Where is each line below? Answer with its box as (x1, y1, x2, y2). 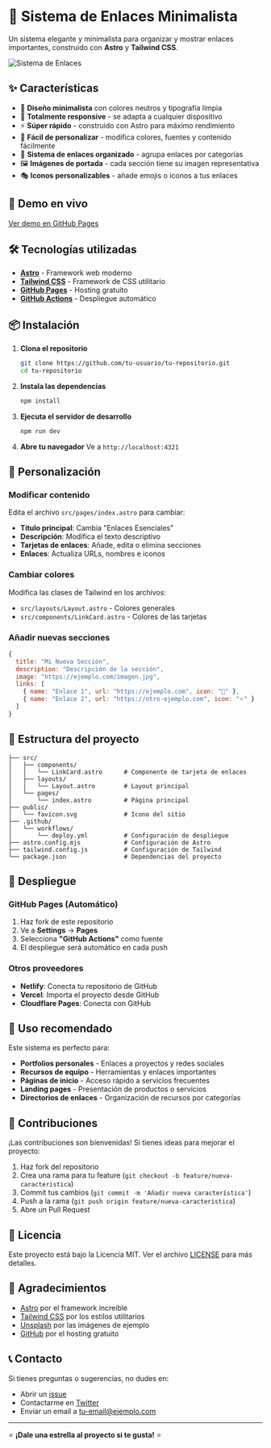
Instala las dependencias (19, 381, 106, 390)
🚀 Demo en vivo (8, 197, 89, 211)
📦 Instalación (8, 318, 80, 332)
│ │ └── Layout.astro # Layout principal (8, 782, 190, 790)
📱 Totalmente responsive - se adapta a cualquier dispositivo (19, 111, 223, 121)
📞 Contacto (8, 1352, 63, 1366)
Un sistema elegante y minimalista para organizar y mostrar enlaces (8, 34, 234, 44)
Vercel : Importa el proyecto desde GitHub (19, 990, 160, 999)
